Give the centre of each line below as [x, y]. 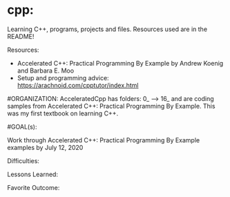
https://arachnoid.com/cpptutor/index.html [78, 85]
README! [21, 36]
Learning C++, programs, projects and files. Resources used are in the [107, 29]
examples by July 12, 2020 [45, 147]
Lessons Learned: [33, 174]
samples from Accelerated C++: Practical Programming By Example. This [111, 106]
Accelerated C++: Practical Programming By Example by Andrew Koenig [120, 63]
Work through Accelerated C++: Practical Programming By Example [104, 140]
